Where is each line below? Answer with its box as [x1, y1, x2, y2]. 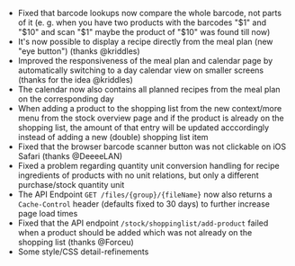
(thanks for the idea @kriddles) [17, 75, 133, 84]
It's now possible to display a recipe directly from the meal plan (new [17, 36, 273, 47]
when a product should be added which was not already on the [17, 227, 253, 237]
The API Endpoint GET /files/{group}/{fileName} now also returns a [17, 189, 273, 199]
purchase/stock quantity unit [17, 180, 125, 190]
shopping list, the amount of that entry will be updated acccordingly [17, 122, 270, 133]
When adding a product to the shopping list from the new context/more [17, 103, 282, 113]
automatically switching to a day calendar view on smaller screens [17, 65, 264, 75]
